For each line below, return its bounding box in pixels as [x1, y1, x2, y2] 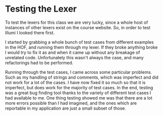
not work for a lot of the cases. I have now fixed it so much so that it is [5, 79, 146, 85]
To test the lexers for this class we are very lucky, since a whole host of [5, 19, 148, 25]
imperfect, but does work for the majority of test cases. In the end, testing [5, 84, 153, 90]
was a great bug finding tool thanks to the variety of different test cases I [5, 90, 151, 96]
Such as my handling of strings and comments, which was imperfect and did [5, 74, 159, 80]
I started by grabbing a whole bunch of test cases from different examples [5, 39, 154, 45]
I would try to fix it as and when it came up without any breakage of [5, 50, 140, 55]
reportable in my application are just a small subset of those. [5, 105, 127, 111]
